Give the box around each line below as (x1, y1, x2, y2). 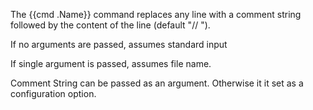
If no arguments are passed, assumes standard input (10, 39, 228, 50)
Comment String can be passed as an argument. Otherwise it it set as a (10, 77, 304, 89)
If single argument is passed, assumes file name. (10, 58, 212, 69)
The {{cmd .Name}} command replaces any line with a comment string (10, 9, 302, 20)
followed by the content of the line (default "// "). (10, 19, 211, 31)
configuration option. (10, 88, 97, 99)
